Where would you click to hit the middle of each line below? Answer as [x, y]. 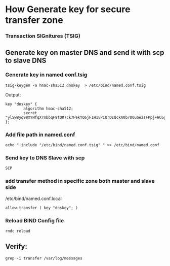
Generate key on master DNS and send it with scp [85, 53]
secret [30, 113]
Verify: [16, 246]
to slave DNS [26, 60]
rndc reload [18, 231]
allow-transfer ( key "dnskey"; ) [42, 208]
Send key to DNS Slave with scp [45, 158]
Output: [13, 94]
